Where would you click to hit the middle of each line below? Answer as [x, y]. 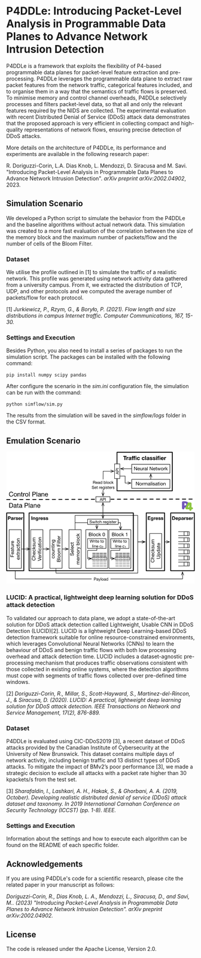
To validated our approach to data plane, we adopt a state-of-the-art [91, 618]
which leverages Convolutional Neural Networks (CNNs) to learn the [90, 644]
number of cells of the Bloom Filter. [49, 244]
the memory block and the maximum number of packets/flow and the [92, 237]
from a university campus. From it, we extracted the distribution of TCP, [94, 285]
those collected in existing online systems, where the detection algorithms [98, 669]
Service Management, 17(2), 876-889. [53, 713]
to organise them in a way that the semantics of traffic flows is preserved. [97, 91]
